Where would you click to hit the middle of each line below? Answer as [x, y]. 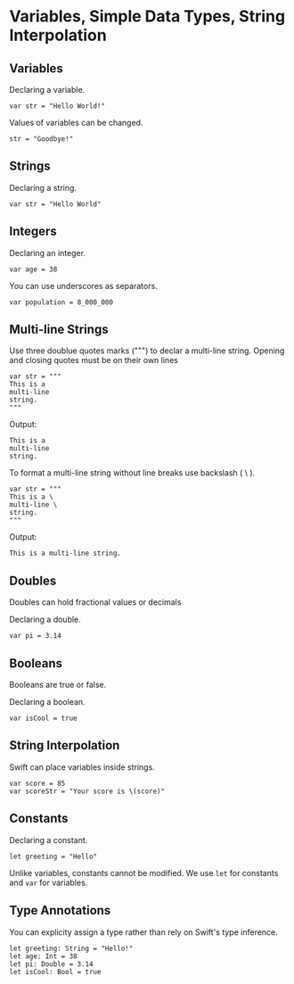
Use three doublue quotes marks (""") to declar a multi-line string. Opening [147, 351]
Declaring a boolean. [48, 702]
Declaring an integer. [48, 252]
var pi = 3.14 [36, 636]
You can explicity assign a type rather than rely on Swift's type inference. [143, 932]
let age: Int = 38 [43, 956]
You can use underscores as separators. [83, 285]
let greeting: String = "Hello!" [71, 948]
